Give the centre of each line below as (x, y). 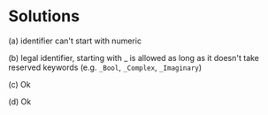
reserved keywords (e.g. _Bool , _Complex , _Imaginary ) (105, 67)
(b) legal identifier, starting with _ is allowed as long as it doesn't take (134, 57)
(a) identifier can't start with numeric (75, 41)
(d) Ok (20, 101)
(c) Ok (20, 84)
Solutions (44, 16)
